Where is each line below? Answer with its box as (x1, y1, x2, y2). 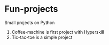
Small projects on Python (4, 20, 55, 25)
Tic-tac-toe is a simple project (11, 34, 73, 40)
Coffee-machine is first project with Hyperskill (11, 29, 104, 35)
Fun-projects (4, 3, 58, 15)
